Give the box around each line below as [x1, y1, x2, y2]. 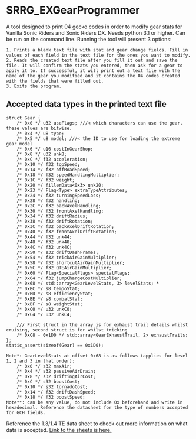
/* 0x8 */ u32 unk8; [16, 151, 67, 157]
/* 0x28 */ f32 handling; [16, 197, 81, 204]
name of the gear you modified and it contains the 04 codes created [6, 73, 181, 79]
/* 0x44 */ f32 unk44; [16, 234, 72, 240]
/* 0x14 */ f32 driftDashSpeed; [16, 389, 96, 395]
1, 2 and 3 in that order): [6, 358, 75, 364]
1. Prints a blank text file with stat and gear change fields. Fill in [6, 47, 188, 53]
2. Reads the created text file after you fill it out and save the [6, 57, 178, 63]
